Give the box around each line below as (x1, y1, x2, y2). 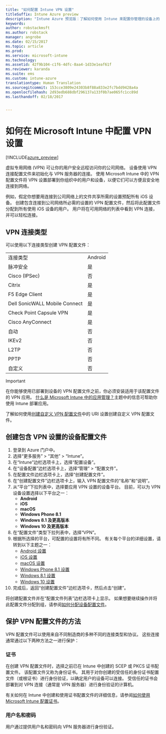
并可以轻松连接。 (5, 212, 40, 218)
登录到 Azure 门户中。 (12, 447, 58, 453)
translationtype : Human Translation (5, 80, 81, 85)
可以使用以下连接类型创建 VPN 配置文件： (5, 242, 91, 248)
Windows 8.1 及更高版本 (20, 517, 69, 523)
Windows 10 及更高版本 (20, 523, 68, 529)
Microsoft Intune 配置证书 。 (5, 698, 62, 704)
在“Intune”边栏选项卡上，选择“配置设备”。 (12, 459, 98, 465)
